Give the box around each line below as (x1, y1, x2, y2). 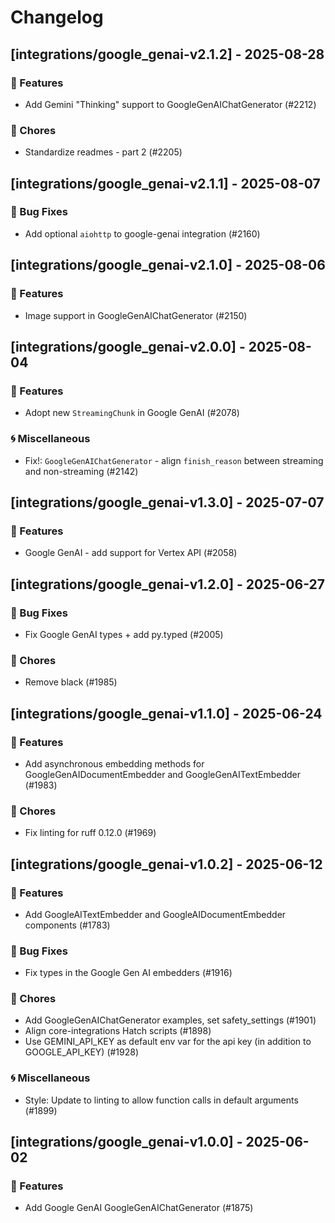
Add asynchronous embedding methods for (24, 757, 205, 770)
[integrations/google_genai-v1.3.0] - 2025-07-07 (10, 494, 325, 511)
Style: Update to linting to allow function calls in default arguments (24, 1094, 299, 1106)
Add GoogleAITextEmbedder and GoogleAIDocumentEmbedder (24, 908, 287, 920)
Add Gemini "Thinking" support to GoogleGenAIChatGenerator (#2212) (24, 98, 317, 110)
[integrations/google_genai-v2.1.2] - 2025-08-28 (10, 46, 325, 63)
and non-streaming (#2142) (24, 465, 139, 477)
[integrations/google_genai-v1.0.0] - (10, 1134, 243, 1151)
